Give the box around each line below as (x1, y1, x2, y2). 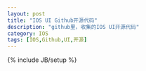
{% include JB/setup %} (7, 56, 77, 64)
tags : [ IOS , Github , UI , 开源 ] (7, 37, 88, 44)
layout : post (7, 10, 46, 18)
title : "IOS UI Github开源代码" (7, 17, 98, 24)
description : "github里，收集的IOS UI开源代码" (7, 23, 140, 30)
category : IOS (7, 30, 49, 37)
